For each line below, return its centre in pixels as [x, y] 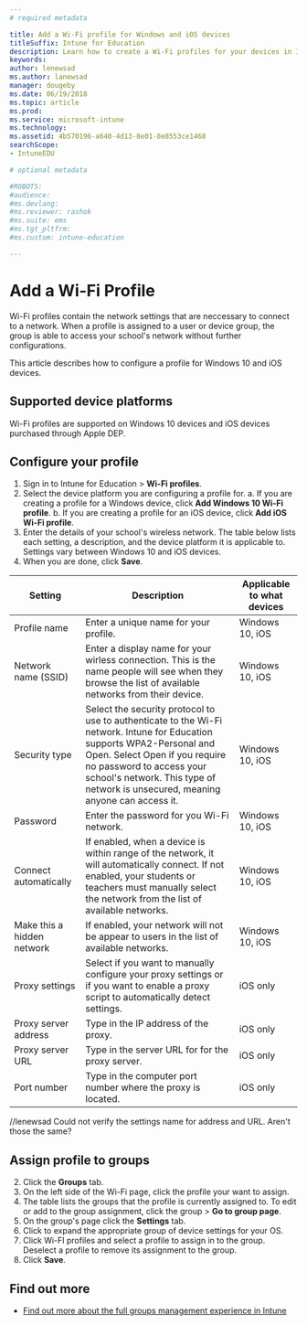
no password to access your [146, 766]
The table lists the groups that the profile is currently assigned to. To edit [159, 1202]
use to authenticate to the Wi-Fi [153, 721]
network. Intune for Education [149, 732]
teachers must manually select [151, 888]
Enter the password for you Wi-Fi [157, 816]
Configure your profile [74, 461]
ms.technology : [38, 128]
